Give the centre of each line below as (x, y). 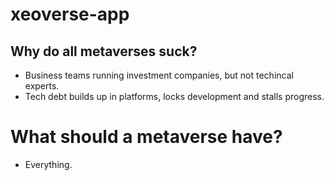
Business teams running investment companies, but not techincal (159, 75)
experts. (42, 86)
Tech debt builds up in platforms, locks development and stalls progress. (174, 96)
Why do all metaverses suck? (104, 51)
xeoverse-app (70, 14)
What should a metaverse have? (146, 137)
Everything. (48, 164)
